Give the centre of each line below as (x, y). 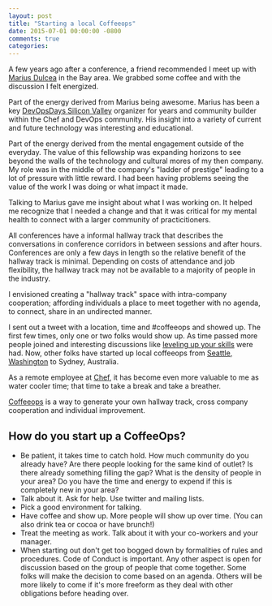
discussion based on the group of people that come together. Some (133, 567)
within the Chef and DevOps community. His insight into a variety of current (135, 119)
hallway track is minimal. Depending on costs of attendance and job (122, 261)
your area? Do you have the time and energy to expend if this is (126, 481)
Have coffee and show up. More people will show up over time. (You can (142, 515)
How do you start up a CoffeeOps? (97, 436)
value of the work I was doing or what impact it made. (98, 187)
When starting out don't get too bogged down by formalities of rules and (141, 550)
